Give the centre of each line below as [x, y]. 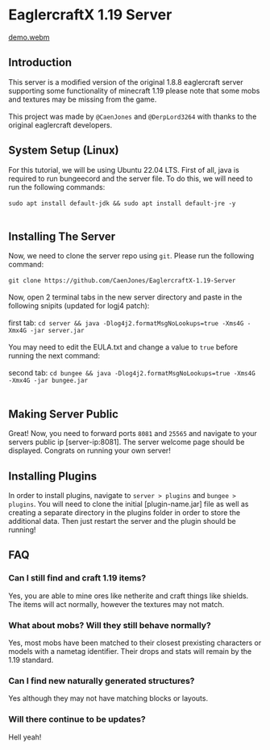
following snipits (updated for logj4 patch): [79, 306]
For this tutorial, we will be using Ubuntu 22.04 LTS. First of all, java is [124, 170]
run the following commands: [57, 186]
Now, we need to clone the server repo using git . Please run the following [131, 256]
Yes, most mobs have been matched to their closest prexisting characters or [135, 643]
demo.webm [29, 37]
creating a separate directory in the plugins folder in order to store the [124, 513]
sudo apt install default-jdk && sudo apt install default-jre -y [122, 203]
